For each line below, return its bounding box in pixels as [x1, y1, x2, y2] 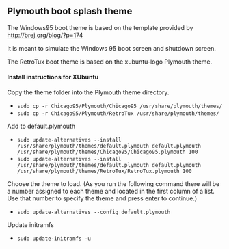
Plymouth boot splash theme [7, 5, 133, 17]
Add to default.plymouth [7, 122, 76, 131]
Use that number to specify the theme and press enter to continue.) [7, 194, 198, 202]
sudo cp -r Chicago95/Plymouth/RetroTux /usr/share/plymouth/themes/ [16, 110, 220, 117]
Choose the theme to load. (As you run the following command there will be [7, 180, 220, 188]
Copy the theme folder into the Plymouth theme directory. [7, 88, 170, 96]
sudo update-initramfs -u [16, 235, 91, 242]
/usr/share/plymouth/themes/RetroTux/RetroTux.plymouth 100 [16, 168, 192, 175]
